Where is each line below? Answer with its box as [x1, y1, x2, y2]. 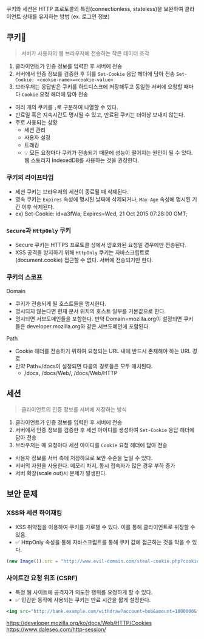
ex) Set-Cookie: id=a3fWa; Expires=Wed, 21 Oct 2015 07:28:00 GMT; [15, 210, 188, 217]
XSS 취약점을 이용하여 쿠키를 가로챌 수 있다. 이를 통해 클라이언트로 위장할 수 [15, 524, 195, 531]
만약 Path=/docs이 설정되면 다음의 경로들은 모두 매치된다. [15, 362, 153, 370]
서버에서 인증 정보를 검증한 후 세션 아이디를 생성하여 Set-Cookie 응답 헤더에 [15, 426, 195, 433]
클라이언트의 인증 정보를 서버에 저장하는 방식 [21, 405, 127, 413]
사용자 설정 [24, 134, 50, 141]
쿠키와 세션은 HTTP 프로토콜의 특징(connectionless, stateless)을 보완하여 [6, 5, 184, 12]
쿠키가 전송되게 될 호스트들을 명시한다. [15, 300, 106, 307]
